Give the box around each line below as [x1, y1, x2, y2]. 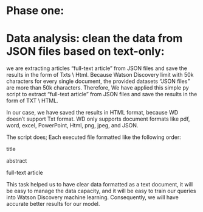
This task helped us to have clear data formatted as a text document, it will [6, 181, 193, 188]
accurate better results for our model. [6, 200, 100, 208]
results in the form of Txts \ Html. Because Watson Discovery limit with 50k [6, 71, 194, 79]
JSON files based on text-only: [6, 44, 165, 58]
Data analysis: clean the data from [6, 32, 183, 46]
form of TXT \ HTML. [6, 97, 59, 104]
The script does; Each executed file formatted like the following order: [6, 133, 181, 141]
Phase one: [6, 4, 64, 18]
